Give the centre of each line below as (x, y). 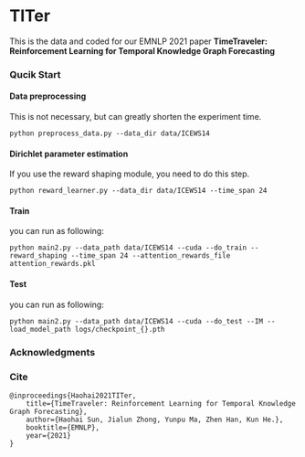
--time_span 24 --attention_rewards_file (151, 256)
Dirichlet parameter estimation (69, 154)
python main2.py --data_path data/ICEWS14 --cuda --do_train (128, 248)
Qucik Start (35, 74)
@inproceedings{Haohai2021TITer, (73, 395)
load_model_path (40, 329)
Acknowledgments (53, 352)
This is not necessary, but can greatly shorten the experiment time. (136, 117)
